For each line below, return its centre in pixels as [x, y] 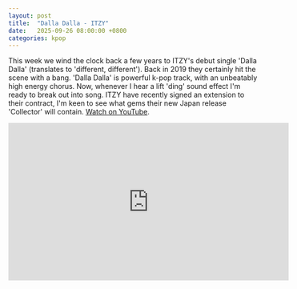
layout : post [30, 16]
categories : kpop [37, 38]
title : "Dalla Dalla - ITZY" [59, 23]
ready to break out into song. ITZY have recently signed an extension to [126, 95]
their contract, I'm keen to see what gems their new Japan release [117, 103]
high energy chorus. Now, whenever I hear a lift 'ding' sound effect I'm [124, 86]
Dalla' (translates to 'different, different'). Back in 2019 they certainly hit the [132, 70]
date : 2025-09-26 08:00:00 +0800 [68, 30]
